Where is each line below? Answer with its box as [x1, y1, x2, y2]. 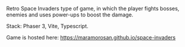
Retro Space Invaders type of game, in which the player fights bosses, [6, 5, 180, 12]
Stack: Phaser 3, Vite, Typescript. [6, 23, 89, 29]
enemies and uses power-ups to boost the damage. [6, 11, 134, 18]
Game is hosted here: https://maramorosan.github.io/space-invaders [6, 34, 176, 41]
